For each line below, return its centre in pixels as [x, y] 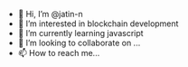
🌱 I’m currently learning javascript [80, 33]
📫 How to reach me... [59, 53]
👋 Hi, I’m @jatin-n [50, 14]
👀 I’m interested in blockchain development [98, 24]
